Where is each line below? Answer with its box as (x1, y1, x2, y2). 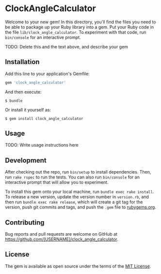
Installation (5, 58, 40, 66)
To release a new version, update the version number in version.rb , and (5, 194, 149, 200)
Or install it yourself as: (5, 107, 51, 113)
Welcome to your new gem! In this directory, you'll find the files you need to (5, 19, 156, 25)
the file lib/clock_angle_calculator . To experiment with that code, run (5, 29, 146, 35)
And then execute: (5, 89, 42, 95)
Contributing (5, 218, 45, 226)
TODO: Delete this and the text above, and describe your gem (5, 44, 129, 49)
